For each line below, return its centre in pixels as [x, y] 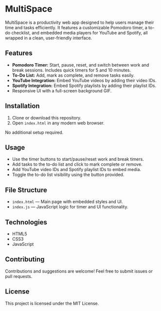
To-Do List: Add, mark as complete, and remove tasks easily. [73, 75]
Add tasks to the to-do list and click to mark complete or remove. [77, 164]
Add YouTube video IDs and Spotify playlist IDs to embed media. [77, 170]
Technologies [26, 222]
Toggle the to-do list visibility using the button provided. [68, 175]
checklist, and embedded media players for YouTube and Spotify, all [80, 33]
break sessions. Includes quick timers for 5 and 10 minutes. [72, 70]
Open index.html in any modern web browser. [58, 123]
